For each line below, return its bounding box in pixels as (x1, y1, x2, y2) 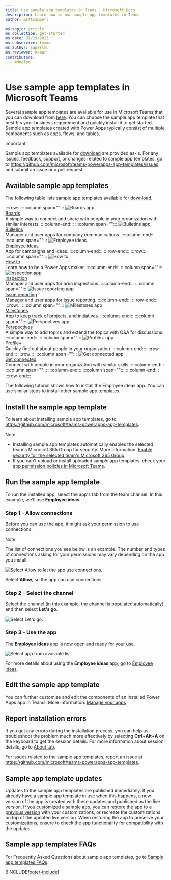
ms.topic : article (5, 26, 44, 31)
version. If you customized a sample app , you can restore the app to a (5, 804, 152, 810)
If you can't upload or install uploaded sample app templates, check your (12, 457, 166, 464)
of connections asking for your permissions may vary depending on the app (5, 551, 164, 558)
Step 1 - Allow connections (5, 509, 73, 516)
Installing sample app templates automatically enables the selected (12, 441, 154, 447)
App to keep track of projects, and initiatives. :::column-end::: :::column (5, 313, 154, 319)
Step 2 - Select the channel (5, 589, 74, 596)
